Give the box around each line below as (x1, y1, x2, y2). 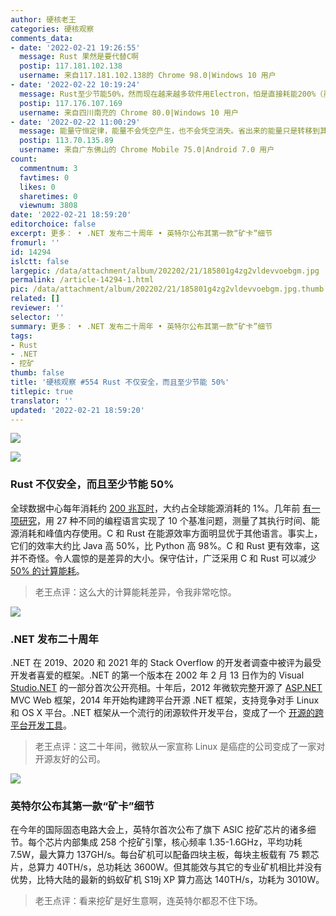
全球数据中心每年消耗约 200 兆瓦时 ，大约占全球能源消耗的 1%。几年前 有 (10, 502, 312, 514)
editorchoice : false (10, 219, 97, 230)
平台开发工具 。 (10, 719, 72, 731)
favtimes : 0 (19, 172, 70, 183)
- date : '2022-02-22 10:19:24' (10, 80, 141, 90)
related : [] (10, 294, 60, 304)
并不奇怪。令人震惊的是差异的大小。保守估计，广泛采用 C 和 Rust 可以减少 (10, 552, 317, 564)
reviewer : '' (10, 303, 65, 313)
